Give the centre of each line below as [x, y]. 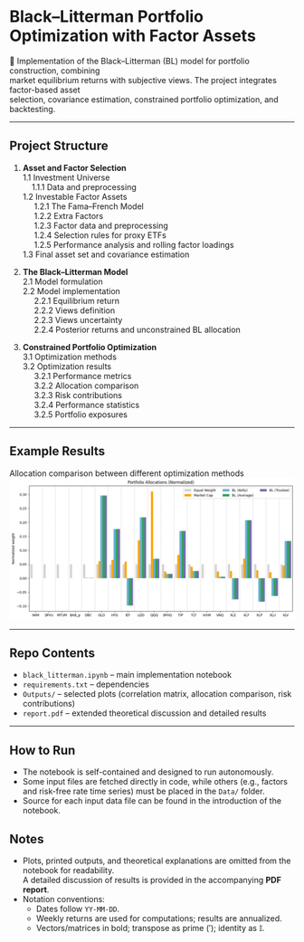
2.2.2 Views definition [75, 310]
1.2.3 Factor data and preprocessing [101, 225]
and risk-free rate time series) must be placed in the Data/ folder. [143, 791]
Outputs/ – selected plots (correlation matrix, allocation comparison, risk [157, 694]
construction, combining [55, 71]
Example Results [57, 451]
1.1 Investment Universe [66, 177]
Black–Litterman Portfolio [107, 17]
